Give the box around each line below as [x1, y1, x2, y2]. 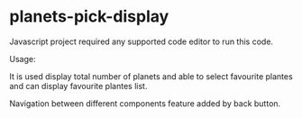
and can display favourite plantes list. [9, 80, 148, 91]
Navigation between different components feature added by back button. [9, 97, 281, 109]
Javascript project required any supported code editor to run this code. [9, 36, 273, 47]
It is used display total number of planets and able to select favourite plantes [9, 70, 293, 82]
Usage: [9, 53, 36, 64]
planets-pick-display [9, 6, 169, 27]
